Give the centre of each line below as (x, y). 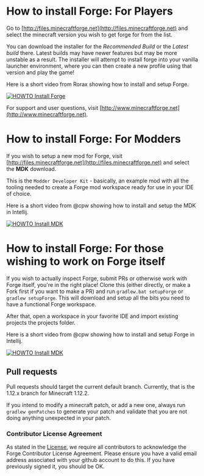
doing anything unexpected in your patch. (59, 418)
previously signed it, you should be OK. (55, 466)
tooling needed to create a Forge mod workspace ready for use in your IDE (100, 187)
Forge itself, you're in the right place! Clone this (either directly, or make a (98, 284)
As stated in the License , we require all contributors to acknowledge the (97, 447)
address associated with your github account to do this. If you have (91, 460)
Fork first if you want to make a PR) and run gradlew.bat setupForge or (95, 291)
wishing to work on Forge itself (86, 261)
